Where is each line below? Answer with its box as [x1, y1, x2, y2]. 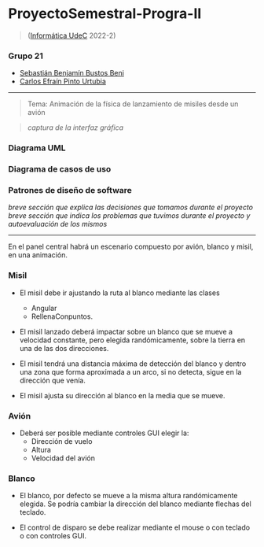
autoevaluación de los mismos [8, 220, 108, 229]
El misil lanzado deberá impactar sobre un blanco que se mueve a [19, 327, 233, 336]
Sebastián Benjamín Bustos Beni [19, 68, 124, 78]
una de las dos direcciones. [19, 343, 109, 353]
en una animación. [8, 250, 68, 260]
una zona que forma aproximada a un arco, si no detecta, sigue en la [19, 367, 242, 376]
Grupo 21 [8, 50, 43, 61]
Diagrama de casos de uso [8, 164, 112, 175]
